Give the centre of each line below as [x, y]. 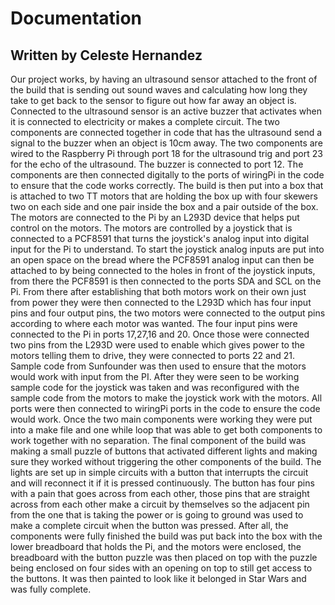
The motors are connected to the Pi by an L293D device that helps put [155, 217]
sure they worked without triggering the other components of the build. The [166, 461]
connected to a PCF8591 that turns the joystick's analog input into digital [160, 238]
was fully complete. [51, 589]
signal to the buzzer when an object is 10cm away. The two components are [166, 143]
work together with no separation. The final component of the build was [158, 440]
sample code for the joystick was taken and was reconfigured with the [155, 387]
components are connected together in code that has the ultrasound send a [166, 132]
